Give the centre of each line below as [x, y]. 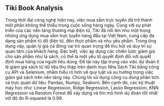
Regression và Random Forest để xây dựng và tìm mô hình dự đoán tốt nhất [82, 93]
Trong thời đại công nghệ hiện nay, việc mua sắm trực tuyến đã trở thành [79, 20]
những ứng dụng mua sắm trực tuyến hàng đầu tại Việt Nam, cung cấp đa [80, 35]
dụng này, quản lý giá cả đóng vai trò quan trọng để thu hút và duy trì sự [78, 46]
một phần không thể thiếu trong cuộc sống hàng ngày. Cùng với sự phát [78, 25]
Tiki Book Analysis [34, 8]
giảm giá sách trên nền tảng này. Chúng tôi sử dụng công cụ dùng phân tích [82, 77]
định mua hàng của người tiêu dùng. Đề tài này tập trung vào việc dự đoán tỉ [82, 61]
